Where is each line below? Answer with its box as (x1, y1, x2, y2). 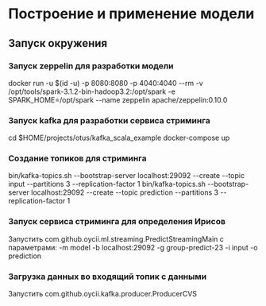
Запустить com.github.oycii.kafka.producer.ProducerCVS (8, 289, 197, 299)
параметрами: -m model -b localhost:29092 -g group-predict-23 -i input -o (8, 242, 258, 252)
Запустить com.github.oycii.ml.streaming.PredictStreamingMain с (8, 234, 225, 243)
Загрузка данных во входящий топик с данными (8, 271, 207, 282)
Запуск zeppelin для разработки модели (8, 60, 174, 72)
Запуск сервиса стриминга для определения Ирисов (8, 216, 226, 227)
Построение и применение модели (8, 5, 255, 23)
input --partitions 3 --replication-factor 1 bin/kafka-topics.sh (8, 180, 206, 189)
